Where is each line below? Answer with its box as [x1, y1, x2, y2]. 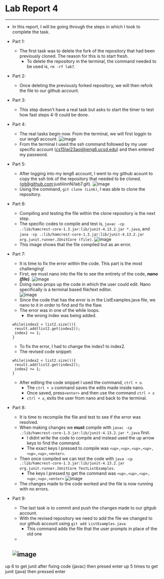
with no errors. [19, 486, 49, 492]
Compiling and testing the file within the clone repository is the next [19, 210, 156, 216]
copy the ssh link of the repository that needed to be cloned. [19, 176, 142, 182]
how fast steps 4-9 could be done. [19, 112, 89, 117]
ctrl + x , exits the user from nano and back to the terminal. [26, 395, 147, 401]
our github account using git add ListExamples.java [19, 520, 126, 526]
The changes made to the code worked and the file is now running [19, 481, 153, 486]
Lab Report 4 [5, 3, 59, 14]
